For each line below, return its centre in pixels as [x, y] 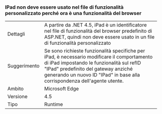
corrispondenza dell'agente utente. [84, 81]
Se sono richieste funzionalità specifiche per [95, 51]
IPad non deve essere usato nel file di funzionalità [64, 7]
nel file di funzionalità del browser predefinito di [98, 31]
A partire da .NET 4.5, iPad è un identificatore [95, 25]
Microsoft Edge [61, 89]
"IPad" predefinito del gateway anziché [88, 69]
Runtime [54, 104]
